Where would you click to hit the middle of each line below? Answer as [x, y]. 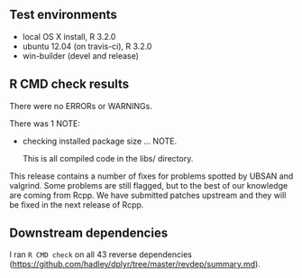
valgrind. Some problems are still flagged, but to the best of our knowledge [149, 185]
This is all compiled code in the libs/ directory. [108, 158]
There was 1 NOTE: [45, 123]
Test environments [63, 15]
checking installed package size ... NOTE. [100, 141]
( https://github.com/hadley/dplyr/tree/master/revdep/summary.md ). [135, 264]
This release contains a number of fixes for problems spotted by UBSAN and [151, 176]
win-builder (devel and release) [81, 56]
